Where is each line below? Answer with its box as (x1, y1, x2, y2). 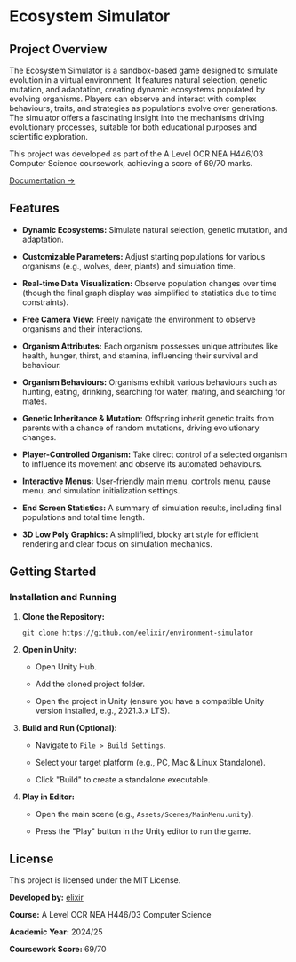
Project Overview (9, 42, 108, 57)
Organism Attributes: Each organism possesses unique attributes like (21, 341, 279, 351)
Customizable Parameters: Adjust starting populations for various (21, 251, 266, 261)
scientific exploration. (9, 132, 89, 141)
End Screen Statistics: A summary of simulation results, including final (21, 502, 282, 513)
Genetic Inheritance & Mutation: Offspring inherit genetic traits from (21, 413, 275, 423)
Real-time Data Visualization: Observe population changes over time (21, 277, 277, 288)
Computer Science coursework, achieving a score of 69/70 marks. (9, 158, 253, 168)
